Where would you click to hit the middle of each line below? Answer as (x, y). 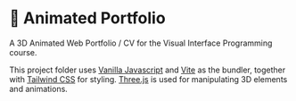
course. (23, 52)
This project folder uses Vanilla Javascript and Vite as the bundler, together (148, 70)
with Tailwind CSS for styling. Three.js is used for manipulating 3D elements (148, 79)
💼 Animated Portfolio (88, 18)
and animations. (39, 88)
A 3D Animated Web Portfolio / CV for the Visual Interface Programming (141, 43)
